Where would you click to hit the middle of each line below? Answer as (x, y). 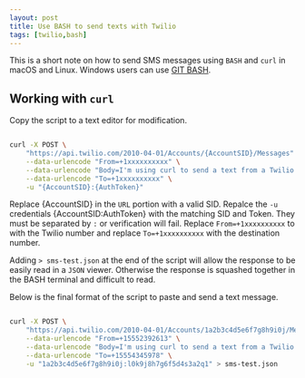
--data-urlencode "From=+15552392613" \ (103, 339)
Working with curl (62, 98)
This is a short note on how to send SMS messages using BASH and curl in (148, 61)
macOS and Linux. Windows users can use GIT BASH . (110, 70)
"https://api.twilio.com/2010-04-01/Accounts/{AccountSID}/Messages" (160, 154)
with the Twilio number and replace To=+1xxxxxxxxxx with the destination (145, 233)
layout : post (34, 18)
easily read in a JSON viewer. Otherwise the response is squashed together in (152, 270)
